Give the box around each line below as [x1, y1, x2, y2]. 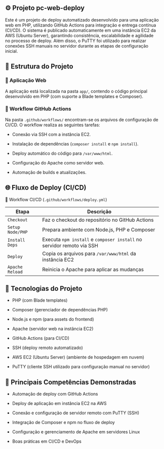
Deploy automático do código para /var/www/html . [12, 150, 113, 156]
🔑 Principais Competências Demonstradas [5, 378, 137, 386]
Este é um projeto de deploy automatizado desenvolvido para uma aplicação [5, 17, 159, 23]
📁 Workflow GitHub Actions [5, 105, 72, 112]
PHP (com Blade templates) [12, 297, 68, 303]
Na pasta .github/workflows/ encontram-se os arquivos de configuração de [5, 117, 159, 122]
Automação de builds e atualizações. [12, 169, 87, 175]
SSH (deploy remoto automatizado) [12, 345, 83, 351]
